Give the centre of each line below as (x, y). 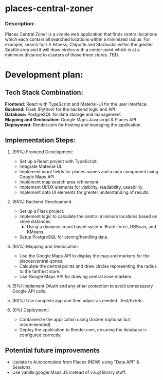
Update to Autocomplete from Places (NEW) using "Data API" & (76, 362)
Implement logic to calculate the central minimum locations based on (88, 217)
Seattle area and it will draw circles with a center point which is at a (72, 50)
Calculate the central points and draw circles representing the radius (88, 266)
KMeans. (36, 232)
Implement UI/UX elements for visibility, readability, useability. (81, 187)
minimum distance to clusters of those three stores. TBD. (62, 55)
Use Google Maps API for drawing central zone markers (75, 277)
